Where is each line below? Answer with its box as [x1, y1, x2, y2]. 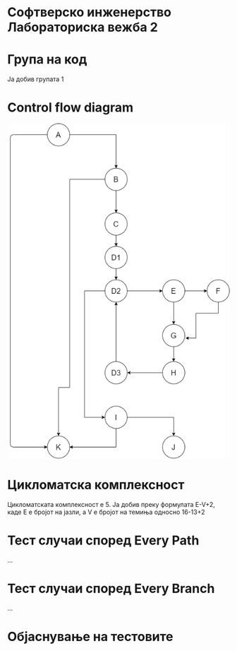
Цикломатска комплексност [7, 477, 185, 493]
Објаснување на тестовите [7, 629, 174, 645]
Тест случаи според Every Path [7, 532, 200, 549]
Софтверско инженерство [7, 4, 171, 20]
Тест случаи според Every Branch [7, 580, 215, 597]
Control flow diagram [7, 100, 134, 116]
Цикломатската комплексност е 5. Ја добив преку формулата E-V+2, [7, 501, 215, 509]
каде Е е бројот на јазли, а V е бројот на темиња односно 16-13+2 [7, 508, 205, 516]
